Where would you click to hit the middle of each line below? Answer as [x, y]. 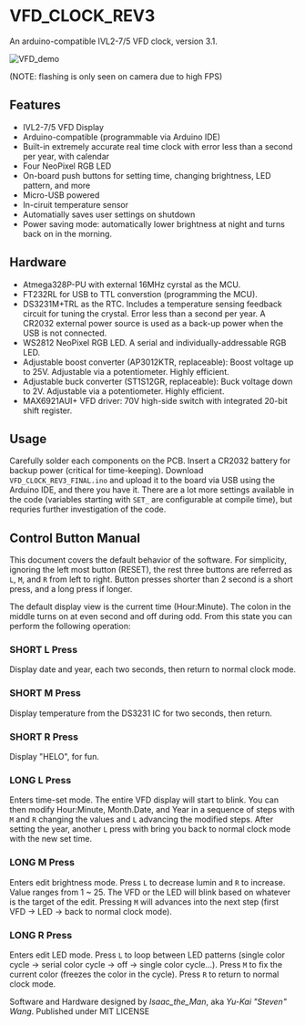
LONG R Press [41, 935]
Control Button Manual [75, 538]
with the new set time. [51, 839]
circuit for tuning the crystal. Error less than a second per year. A [144, 313]
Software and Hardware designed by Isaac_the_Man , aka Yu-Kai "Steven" [148, 1001]
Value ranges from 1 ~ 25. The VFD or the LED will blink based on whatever [150, 892]
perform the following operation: [70, 627]
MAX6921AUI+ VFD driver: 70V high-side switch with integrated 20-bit [155, 400]
